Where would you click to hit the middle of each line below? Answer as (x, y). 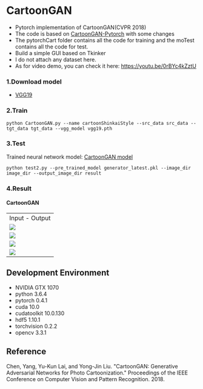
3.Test (16, 144)
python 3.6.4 (31, 294)
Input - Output (30, 218)
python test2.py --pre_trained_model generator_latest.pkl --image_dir (98, 168)
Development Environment (58, 273)
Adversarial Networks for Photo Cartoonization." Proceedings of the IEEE (97, 373)
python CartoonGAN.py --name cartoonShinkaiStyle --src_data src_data (97, 123)
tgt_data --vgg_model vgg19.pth (72, 128)
